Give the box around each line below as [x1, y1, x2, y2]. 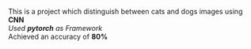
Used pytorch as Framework [8, 24, 103, 32]
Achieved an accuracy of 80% [8, 32, 108, 41]
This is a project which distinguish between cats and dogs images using [8, 7, 243, 16]
